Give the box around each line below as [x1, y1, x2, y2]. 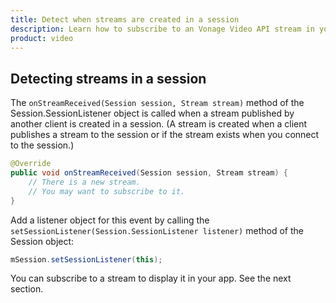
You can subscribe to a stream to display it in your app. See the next [10, 272, 292, 285]
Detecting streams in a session [10, 70, 207, 87]
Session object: [10, 235, 75, 247]
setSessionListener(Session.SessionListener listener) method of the [10, 224, 304, 236]
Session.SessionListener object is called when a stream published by [10, 107, 295, 120]
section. [10, 283, 44, 295]
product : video [10, 33, 74, 43]
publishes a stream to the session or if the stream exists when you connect [10, 129, 320, 141]
